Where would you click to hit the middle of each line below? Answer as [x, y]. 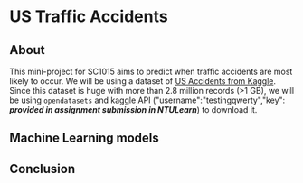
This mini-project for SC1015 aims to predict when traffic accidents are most [151, 71]
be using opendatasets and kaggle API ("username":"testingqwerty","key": [147, 100]
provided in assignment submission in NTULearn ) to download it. [133, 110]
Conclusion [43, 169]
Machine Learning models [85, 138]
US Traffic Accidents [89, 17]
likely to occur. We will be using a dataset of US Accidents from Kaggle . [143, 81]
